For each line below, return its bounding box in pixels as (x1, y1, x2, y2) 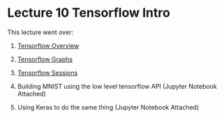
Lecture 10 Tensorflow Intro (7, 5, 171, 21)
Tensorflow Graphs (17, 54, 73, 64)
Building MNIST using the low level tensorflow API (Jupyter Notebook (17, 82, 218, 90)
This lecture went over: (7, 28, 73, 36)
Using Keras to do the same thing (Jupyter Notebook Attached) (17, 103, 200, 111)
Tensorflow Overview (17, 41, 80, 50)
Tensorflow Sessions (17, 68, 78, 77)
